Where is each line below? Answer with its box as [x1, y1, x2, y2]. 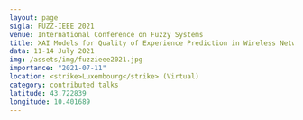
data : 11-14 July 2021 [9, 47, 95, 56]
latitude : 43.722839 [9, 88, 87, 97]
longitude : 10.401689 [9, 97, 91, 106]
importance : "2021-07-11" [9, 64, 106, 73]
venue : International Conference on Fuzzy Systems [9, 30, 204, 39]
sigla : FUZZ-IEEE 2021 [9, 22, 95, 31]
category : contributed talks [9, 80, 119, 89]
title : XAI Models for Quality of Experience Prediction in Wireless [9, 38, 277, 48]
